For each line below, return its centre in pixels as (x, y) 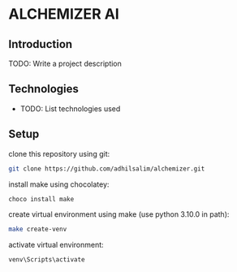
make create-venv (38, 229)
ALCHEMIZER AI (64, 14)
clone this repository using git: (59, 153)
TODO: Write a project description (65, 63)
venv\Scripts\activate (47, 260)
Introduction (41, 44)
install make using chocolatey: (59, 184)
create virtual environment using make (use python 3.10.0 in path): (119, 214)
